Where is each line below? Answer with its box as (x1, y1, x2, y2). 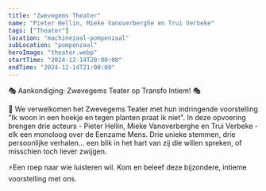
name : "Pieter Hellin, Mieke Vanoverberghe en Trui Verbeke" (8, 19, 215, 27)
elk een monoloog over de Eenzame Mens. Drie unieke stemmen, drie (8, 129, 236, 139)
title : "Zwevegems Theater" (8, 11, 102, 20)
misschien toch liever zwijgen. (8, 146, 107, 156)
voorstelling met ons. (8, 173, 77, 183)
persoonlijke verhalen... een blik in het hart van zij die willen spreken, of (8, 138, 242, 147)
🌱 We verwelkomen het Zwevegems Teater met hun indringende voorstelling (8, 104, 258, 114)
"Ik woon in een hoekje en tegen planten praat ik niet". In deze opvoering (8, 112, 246, 122)
